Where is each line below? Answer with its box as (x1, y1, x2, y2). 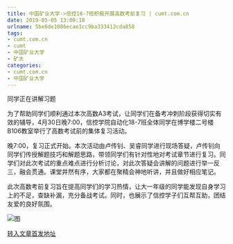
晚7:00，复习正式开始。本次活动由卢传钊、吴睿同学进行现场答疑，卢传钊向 (7, 142, 221, 150)
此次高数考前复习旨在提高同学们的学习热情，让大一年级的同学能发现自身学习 (7, 182, 226, 191)
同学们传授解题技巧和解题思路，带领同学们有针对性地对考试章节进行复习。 (7, 150, 220, 158)
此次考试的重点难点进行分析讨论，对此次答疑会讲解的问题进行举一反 (25, 159, 220, 168)
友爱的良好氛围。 (7, 200, 56, 209)
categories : (7, 62, 42, 69)
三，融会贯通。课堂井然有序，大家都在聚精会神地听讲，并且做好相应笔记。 (7, 168, 220, 176)
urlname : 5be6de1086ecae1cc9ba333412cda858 (7, 23, 135, 30)
